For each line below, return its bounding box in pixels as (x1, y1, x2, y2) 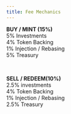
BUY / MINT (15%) (6, 25, 53, 33)
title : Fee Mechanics (6, 8, 61, 15)
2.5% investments (6, 81, 52, 89)
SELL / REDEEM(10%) (6, 75, 61, 82)
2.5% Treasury (6, 101, 44, 108)
